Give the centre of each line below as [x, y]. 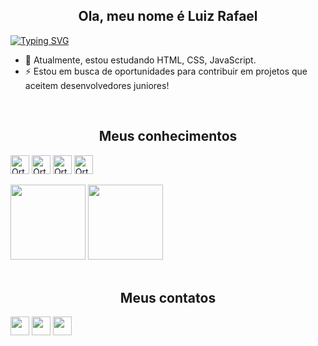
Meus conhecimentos [168, 136]
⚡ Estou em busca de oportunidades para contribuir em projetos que [166, 71]
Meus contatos [168, 298]
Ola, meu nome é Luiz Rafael [168, 16]
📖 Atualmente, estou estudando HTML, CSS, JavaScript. [140, 60]
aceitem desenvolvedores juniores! [97, 85]
